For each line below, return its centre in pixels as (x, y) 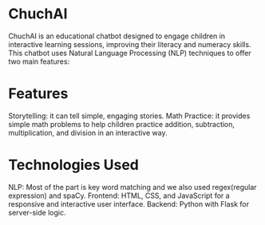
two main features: (39, 61)
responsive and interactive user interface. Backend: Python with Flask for (129, 203)
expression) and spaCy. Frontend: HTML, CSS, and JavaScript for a (119, 195)
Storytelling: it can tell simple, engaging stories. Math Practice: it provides (129, 116)
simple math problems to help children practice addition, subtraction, (122, 124)
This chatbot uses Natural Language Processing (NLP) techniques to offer (130, 53)
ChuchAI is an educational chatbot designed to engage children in (117, 36)
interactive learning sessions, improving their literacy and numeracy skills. (130, 44)
